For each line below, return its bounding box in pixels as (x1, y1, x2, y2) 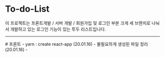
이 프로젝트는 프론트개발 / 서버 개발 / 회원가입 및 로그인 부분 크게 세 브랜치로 (5, 20, 151, 26)
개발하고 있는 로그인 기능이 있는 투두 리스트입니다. (10, 26, 106, 32)
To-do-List (5, 3, 50, 15)
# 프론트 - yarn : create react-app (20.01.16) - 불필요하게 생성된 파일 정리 (5, 41, 148, 47)
